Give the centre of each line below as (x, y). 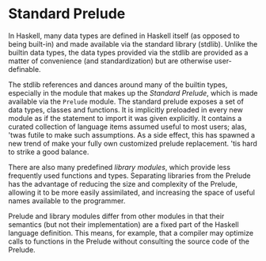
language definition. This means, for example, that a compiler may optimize (131, 233)
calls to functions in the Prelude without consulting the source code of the (129, 241)
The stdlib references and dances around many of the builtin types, (118, 85)
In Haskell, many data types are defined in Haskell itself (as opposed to (124, 36)
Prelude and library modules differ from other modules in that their (116, 216)
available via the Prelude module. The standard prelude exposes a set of (126, 101)
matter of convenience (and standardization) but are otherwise (110, 61)
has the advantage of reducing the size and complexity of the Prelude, (123, 183)
